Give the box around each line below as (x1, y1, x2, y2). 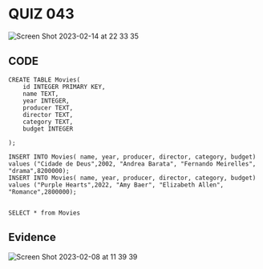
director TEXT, (22, 110, 74, 118)
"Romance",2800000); (8, 187, 78, 196)
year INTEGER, (22, 97, 70, 105)
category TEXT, (22, 118, 74, 126)
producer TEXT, (22, 103, 74, 112)
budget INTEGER (22, 125, 74, 133)
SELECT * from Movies (8, 209, 81, 217)
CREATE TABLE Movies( (8, 75, 81, 84)
